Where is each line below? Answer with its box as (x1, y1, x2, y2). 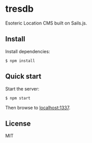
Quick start (5, 72, 42, 81)
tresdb (5, 3, 34, 15)
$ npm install (5, 58, 36, 63)
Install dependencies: (5, 48, 50, 54)
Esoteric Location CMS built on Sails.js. (5, 20, 87, 26)
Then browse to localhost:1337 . (5, 104, 71, 110)
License (5, 119, 31, 128)
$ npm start (5, 96, 30, 101)
